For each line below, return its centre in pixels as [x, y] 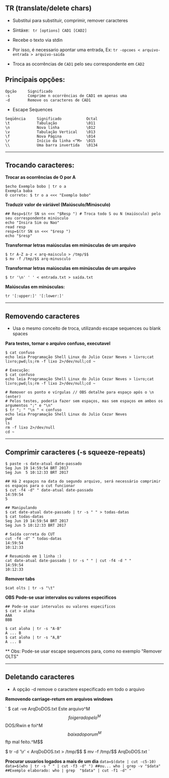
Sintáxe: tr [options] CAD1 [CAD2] [50, 30]
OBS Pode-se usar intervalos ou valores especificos [61, 597]
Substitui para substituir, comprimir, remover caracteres [70, 20]
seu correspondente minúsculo [37, 219]
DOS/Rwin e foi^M [24, 725]
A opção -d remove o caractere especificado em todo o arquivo [78, 689]
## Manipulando [21, 508]
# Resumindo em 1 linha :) [33, 556]
